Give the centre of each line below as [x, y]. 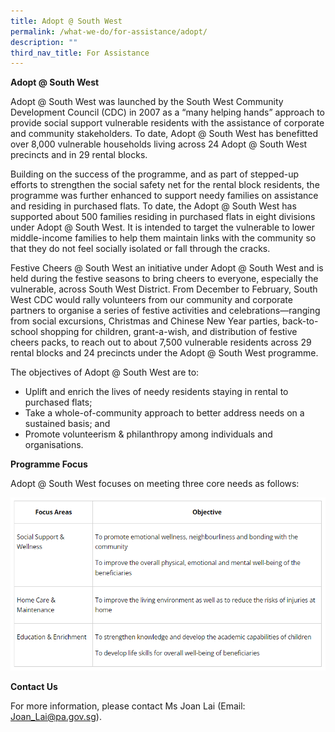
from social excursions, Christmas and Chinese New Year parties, [145, 321]
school [24, 332]
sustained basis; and [67, 424]
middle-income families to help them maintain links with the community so [163, 238]
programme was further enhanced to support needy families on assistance [164, 196]
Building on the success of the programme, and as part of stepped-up [155, 174]
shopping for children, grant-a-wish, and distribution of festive [168, 332]
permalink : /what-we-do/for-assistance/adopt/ [109, 31]
